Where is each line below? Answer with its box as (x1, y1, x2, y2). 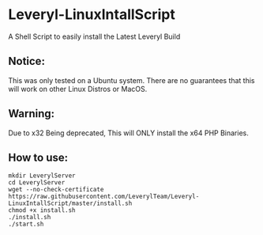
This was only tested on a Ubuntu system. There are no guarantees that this (8, 75, 255, 85)
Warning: (8, 107, 55, 120)
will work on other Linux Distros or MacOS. (8, 84, 148, 93)
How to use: (8, 150, 69, 164)
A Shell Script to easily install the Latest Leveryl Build (8, 32, 181, 41)
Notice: (8, 55, 46, 68)
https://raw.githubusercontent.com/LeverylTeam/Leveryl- (8, 192, 200, 201)
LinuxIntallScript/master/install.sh (8, 199, 133, 207)
